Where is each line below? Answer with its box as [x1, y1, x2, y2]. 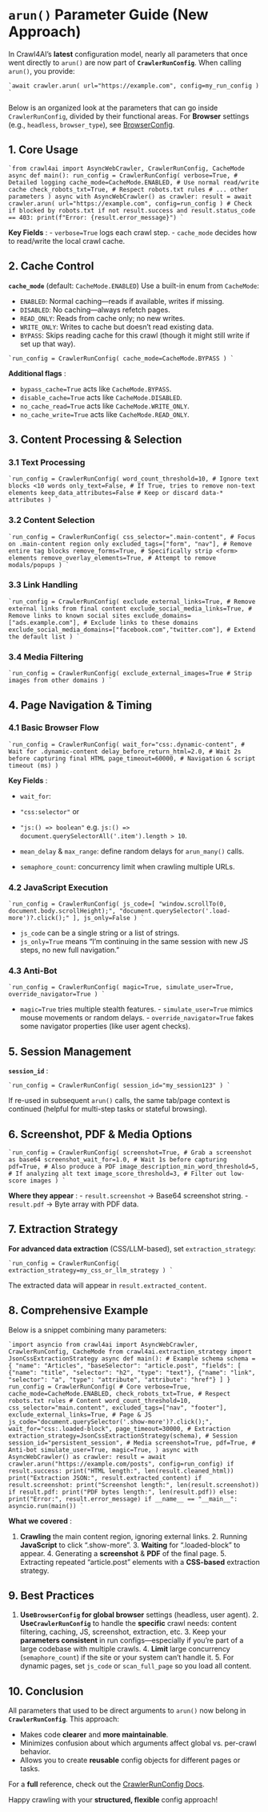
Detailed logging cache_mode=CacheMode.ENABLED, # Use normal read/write [8, 178, 260, 186]
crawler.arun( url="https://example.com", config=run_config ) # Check [8, 199, 252, 208]
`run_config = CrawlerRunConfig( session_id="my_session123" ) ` [8, 1081, 230, 1090]
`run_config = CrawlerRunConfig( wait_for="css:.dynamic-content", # [8, 740, 246, 748]
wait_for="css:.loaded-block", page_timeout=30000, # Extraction [8, 1425, 230, 1433]
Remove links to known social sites [8, 611, 130, 619]
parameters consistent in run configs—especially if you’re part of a [19, 1636, 244, 1645]
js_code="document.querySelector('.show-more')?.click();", [8, 1417, 214, 1425]
